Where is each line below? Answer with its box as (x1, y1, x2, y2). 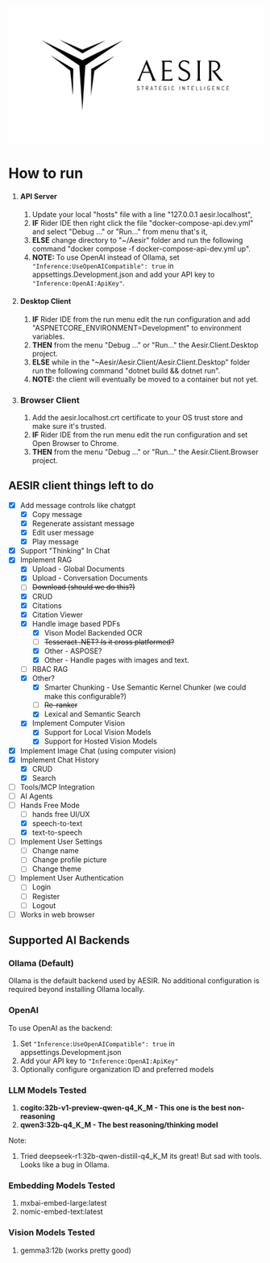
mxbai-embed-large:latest (19, 1198, 107, 1208)
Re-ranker (44, 700, 78, 710)
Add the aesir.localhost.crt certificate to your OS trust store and (31, 413, 243, 423)
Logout (31, 900, 56, 910)
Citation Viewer (31, 610, 83, 619)
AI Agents (19, 791, 53, 801)
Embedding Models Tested (8, 1180, 115, 1191)
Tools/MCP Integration (19, 782, 95, 792)
